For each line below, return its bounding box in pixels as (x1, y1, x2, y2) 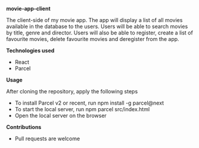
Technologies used (6, 47, 55, 54)
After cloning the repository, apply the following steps (6, 88, 138, 95)
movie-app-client (6, 5, 51, 12)
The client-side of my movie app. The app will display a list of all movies (6, 17, 183, 23)
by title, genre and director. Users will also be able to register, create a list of (6, 29, 194, 36)
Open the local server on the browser (14, 112, 107, 119)
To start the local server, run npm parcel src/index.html (14, 106, 150, 112)
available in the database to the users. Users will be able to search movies (6, 23, 188, 30)
